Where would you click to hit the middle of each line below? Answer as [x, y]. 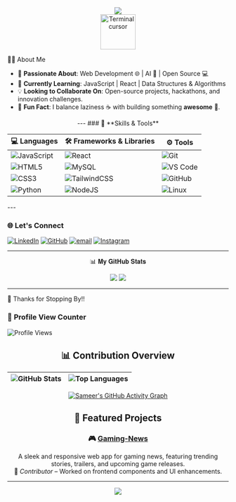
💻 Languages [34, 141]
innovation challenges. [50, 99]
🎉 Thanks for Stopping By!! [46, 299]
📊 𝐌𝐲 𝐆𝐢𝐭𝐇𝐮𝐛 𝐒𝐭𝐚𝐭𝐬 [118, 262]
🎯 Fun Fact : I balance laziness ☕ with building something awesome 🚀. [119, 107]
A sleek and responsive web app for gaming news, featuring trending [118, 456]
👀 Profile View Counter [47, 318]
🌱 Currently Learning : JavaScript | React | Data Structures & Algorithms [122, 83]
